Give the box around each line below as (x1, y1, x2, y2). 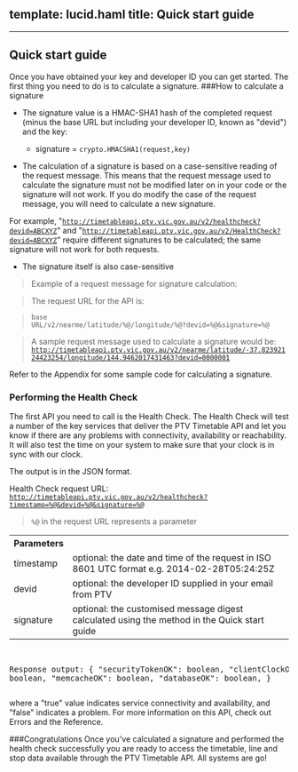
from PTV (72, 588, 113, 601)
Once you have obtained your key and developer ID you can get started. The (9, 71, 289, 82)
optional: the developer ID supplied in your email (72, 577, 273, 589)
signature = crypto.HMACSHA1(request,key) (35, 143, 191, 154)
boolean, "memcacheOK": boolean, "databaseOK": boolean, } (9, 673, 272, 683)
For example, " (9, 215, 63, 226)
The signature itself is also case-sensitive (21, 261, 175, 272)
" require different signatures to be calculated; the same (56, 235, 262, 245)
